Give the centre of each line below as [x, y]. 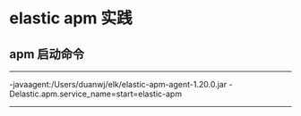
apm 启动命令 [47, 54]
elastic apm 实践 [71, 18]
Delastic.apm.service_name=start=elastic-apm [95, 94]
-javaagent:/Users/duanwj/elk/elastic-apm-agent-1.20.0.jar [118, 84]
